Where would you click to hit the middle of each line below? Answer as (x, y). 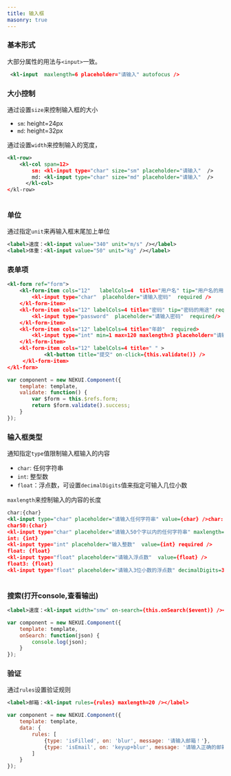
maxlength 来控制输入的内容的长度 (54, 500)
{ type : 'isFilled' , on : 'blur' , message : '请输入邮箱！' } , (127, 741)
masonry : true (27, 20)
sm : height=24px (40, 123)
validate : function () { (54, 392)
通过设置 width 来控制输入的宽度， (54, 144)
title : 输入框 (26, 13)
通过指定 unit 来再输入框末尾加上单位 (58, 232)
